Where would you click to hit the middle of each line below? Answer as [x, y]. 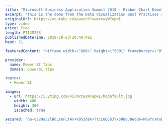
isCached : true [30, 110]
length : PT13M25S [23, 33]
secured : [14, 119]
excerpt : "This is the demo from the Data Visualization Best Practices [82, 14]
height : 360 [26, 105]
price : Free [17, 28]
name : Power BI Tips [31, 64]
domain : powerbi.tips [32, 69]
